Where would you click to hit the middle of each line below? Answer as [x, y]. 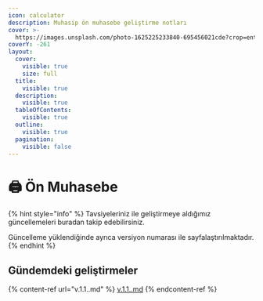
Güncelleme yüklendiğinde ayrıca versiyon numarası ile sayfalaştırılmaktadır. [131, 238]
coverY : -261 [29, 45]
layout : [21, 52]
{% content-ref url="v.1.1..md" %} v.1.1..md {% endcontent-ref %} [113, 289]
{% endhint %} [32, 246]
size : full [40, 74]
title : [26, 81]
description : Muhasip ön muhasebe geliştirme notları [98, 23]
